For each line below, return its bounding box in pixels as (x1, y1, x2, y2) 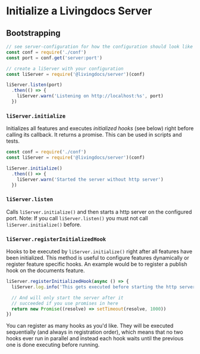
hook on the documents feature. (6, 267, 85, 274)
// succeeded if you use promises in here (11, 300, 118, 306)
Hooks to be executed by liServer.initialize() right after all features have (6, 248, 192, 255)
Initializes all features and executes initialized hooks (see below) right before (6, 125, 194, 132)
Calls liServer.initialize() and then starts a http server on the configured (6, 208, 192, 216)
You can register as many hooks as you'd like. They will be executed (6, 322, 174, 330)
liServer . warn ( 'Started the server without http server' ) (17, 176, 164, 183)
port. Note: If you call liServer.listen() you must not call (6, 214, 148, 221)
